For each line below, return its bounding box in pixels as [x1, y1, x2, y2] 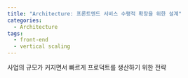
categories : [7, 17, 42, 24]
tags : [7, 30, 23, 37]
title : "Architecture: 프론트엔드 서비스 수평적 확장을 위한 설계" [7, 10, 182, 18]
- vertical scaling [13, 43, 71, 50]
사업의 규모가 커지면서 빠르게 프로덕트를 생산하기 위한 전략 [7, 63, 167, 71]
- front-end [13, 37, 49, 44]
